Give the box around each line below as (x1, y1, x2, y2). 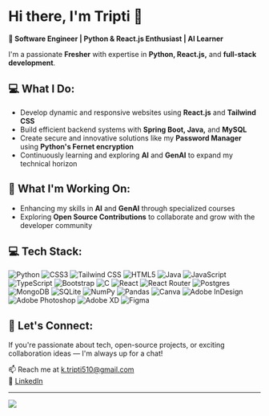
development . (8, 58, 56, 67)
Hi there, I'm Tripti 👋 (8, 7, 143, 26)
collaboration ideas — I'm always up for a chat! (8, 349, 163, 358)
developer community (19, 220, 93, 230)
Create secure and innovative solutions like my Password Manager (19, 133, 242, 143)
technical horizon (19, 158, 78, 168)
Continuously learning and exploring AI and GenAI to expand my (19, 150, 234, 160)
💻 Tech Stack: (8, 244, 82, 258)
